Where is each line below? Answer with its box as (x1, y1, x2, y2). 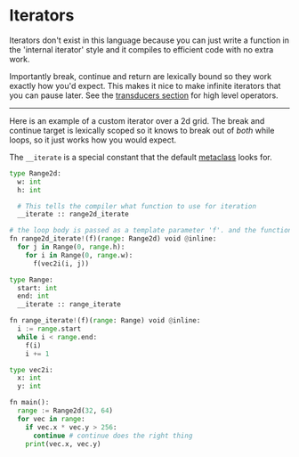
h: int (17, 185, 42, 194)
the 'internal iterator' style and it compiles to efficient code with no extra (9, 44, 274, 54)
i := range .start (17, 324, 82, 334)
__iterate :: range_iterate (17, 300, 122, 309)
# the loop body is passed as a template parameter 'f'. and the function (9, 226, 293, 235)
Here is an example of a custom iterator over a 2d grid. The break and (9, 115, 265, 126)
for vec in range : (17, 414, 86, 423)
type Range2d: (9, 168, 62, 178)
